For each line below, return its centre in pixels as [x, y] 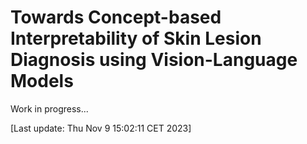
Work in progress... [49, 108]
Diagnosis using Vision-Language [154, 60]
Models [42, 81]
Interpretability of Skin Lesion [136, 38]
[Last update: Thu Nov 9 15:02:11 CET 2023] [101, 128]
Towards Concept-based [116, 17]
